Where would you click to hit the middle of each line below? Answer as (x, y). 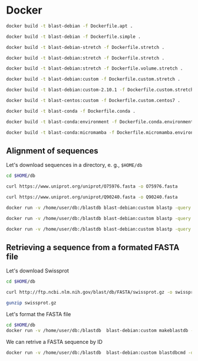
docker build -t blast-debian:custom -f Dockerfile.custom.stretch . (93, 79)
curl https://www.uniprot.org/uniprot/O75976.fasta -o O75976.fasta (92, 186)
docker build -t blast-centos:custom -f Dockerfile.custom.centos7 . (93, 101)
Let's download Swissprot (38, 271)
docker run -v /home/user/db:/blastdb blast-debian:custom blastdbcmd (96, 352)
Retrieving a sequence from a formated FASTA (93, 247)
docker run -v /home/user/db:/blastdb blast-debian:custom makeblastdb (97, 330)
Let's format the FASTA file (39, 314)
